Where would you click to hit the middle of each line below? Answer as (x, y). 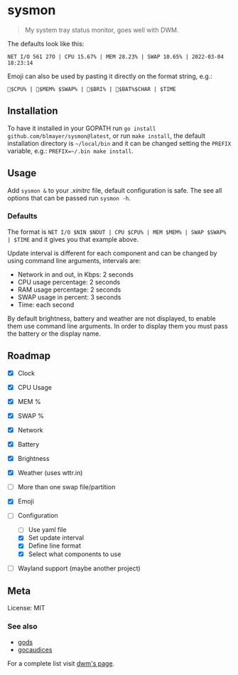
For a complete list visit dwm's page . (61, 663)
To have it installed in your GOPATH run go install (82, 128)
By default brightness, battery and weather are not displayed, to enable (112, 318)
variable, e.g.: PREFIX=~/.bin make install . (70, 151)
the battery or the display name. (54, 334)
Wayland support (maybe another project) (79, 568)
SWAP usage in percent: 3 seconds (69, 297)
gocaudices (35, 649)
